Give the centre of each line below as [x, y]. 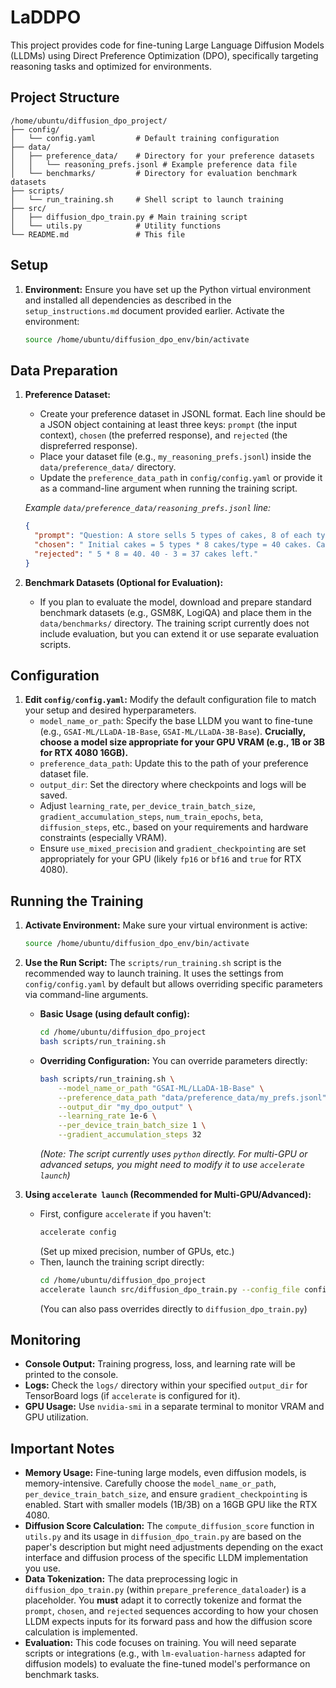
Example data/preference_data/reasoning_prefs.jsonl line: [148, 508]
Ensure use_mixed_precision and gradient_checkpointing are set [173, 848]
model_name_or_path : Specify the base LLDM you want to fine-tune [176, 721]
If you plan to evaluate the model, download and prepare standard [175, 602]
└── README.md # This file [98, 234]
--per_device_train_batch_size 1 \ [132, 1126]
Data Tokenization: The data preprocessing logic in [131, 1579]
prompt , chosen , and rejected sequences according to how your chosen [171, 1611]
